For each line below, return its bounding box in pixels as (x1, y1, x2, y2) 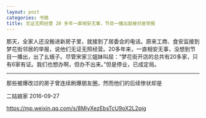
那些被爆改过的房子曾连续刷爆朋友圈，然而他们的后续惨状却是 (6, 79, 162, 87)
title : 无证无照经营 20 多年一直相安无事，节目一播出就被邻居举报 (6, 20, 155, 26)
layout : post (6, 9, 40, 15)
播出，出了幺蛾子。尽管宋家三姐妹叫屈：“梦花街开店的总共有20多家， (17, 53, 193, 61)
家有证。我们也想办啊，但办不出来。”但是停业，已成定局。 (15, 61, 160, 68)
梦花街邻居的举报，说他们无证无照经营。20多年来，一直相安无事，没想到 (6, 45, 191, 53)
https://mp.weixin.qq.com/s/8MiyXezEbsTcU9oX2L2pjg (6, 105, 147, 112)
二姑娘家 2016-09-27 (6, 92, 60, 100)
